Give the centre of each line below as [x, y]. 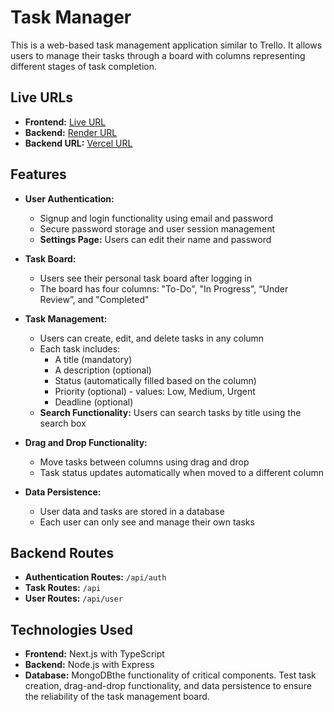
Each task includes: [80, 348]
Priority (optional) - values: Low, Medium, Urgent [155, 391]
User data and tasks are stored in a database [132, 511]
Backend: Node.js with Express [89, 665]
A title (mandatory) [93, 359]
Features [38, 174]
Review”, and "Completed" [94, 299]
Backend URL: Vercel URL [78, 143]
